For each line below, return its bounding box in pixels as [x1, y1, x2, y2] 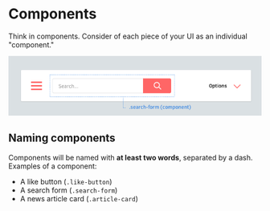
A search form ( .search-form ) [19, 185, 118, 195]
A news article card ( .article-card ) [19, 193, 139, 203]
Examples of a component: [8, 161, 97, 171]
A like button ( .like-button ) [19, 177, 112, 186]
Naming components [8, 132, 116, 145]
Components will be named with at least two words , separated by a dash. [8, 152, 253, 162]
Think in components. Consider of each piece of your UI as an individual [8, 31, 247, 41]
